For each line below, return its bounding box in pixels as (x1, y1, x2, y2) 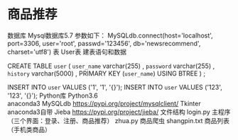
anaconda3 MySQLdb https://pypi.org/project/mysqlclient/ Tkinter (7, 99, 201, 107)
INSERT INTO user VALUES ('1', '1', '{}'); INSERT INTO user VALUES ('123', (7, 83, 222, 91)
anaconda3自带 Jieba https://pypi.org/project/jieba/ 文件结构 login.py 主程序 (7, 107, 231, 116)
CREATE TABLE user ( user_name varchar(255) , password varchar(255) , (7, 62, 215, 70)
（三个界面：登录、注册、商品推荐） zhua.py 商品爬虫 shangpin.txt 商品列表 (7, 116, 229, 124)
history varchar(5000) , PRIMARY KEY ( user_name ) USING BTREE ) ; (7, 69, 206, 78)
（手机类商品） (7, 125, 51, 134)
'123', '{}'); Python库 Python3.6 (7, 91, 98, 100)
